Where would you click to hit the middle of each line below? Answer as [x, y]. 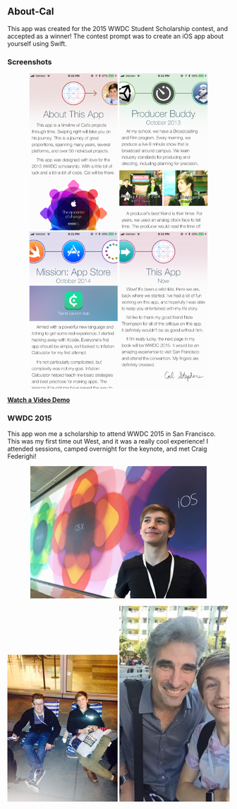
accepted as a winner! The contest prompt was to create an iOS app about [116, 36]
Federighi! [22, 456]
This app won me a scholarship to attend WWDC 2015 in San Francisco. [112, 434]
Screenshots [30, 61]
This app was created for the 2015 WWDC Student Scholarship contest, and [117, 28]
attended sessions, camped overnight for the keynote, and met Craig [107, 449]
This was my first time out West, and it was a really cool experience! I [108, 441]
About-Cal [31, 12]
